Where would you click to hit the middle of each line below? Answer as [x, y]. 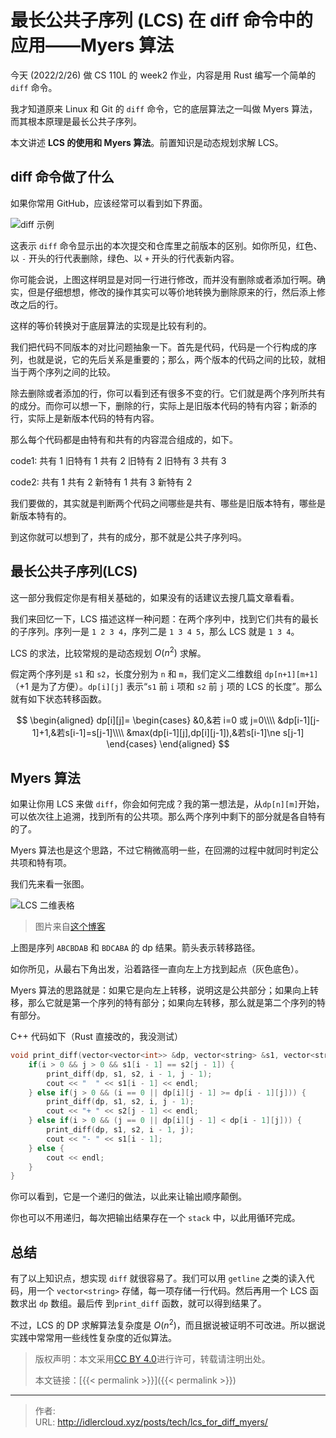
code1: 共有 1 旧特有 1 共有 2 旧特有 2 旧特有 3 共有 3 [118, 460]
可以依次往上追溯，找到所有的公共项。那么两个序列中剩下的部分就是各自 [159, 817]
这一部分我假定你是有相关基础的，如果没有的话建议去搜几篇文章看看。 [155, 597]
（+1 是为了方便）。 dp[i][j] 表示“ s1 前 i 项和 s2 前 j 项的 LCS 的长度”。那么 [166, 687]
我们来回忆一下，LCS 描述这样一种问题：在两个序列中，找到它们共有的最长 [164, 618]
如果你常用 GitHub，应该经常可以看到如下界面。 [109, 203]
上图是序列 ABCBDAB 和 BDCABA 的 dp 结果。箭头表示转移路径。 [135, 948]
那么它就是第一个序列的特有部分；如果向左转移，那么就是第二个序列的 [172, 1003]
